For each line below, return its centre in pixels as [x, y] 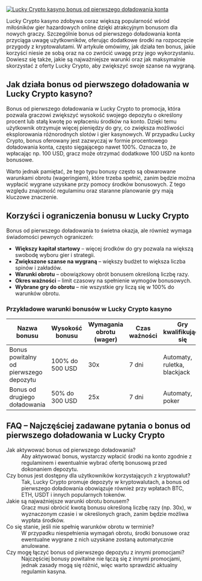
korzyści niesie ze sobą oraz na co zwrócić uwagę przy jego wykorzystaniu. [101, 53]
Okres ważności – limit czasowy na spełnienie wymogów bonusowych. [103, 281]
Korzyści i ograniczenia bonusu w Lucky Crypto [98, 216]
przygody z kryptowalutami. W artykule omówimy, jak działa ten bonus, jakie [101, 46]
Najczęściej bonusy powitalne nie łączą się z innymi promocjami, [101, 558]
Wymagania [106, 324]
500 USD [64, 368]
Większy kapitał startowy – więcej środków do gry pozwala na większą [104, 248]
